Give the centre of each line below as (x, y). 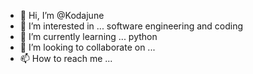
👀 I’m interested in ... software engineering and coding (131, 26)
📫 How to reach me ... (66, 58)
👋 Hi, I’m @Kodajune (62, 15)
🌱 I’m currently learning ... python (88, 36)
